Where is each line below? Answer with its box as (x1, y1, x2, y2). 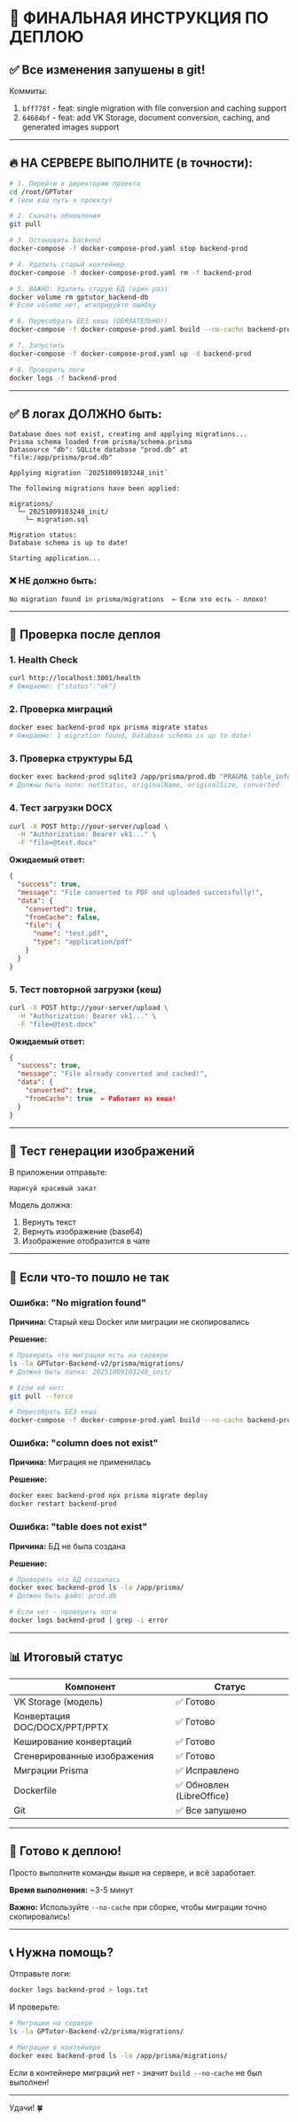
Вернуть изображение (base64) (21, 1226, 144, 1237)
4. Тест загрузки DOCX (9, 802, 114, 814)
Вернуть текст (21, 1217, 77, 1227)
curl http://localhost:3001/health (9, 674, 141, 683)
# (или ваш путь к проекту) (9, 195, 114, 205)
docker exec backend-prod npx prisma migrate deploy (9, 1492, 208, 1500)
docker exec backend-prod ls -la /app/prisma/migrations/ (9, 2051, 228, 2060)
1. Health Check (9, 654, 78, 666)
